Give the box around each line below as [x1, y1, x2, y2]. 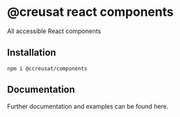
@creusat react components [7, 4, 174, 20]
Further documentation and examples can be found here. [7, 102, 169, 110]
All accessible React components [7, 27, 102, 35]
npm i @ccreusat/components [7, 65, 88, 72]
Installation [7, 47, 56, 58]
